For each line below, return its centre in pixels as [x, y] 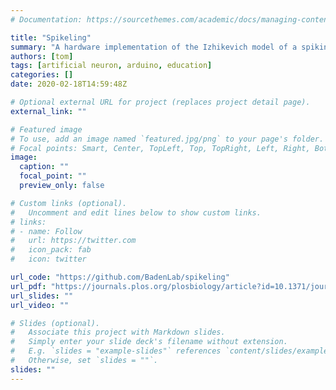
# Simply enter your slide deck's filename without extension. [149, 342]
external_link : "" [48, 111]
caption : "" [44, 167]
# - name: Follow [46, 231]
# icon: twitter [48, 259]
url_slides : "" [42, 296]
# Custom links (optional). [69, 203]
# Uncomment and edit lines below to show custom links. [136, 212]
